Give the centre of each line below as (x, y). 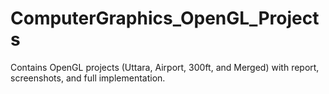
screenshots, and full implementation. (88, 78)
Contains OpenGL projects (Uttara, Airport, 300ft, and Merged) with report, (165, 67)
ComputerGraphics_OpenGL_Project (165, 18)
